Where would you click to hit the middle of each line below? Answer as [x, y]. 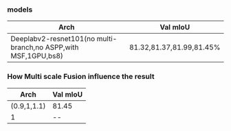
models [20, 10]
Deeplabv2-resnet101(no [53, 39]
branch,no [27, 47]
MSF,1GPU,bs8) [37, 56]
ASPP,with [62, 47]
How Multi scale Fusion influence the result [81, 77]
